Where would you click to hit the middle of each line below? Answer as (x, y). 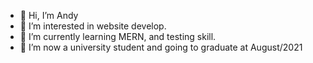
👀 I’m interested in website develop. (93, 26)
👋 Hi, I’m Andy (49, 15)
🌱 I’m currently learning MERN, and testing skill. (118, 36)
